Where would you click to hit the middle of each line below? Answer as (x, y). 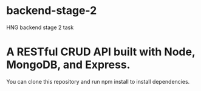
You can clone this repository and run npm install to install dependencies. (98, 81)
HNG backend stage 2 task (40, 27)
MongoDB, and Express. (68, 65)
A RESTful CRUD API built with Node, (101, 52)
